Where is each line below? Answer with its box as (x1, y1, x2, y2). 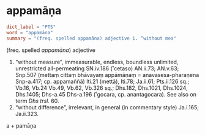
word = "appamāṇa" (6, 29, 53, 35)
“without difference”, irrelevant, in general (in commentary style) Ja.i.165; (15, 103, 199, 111)
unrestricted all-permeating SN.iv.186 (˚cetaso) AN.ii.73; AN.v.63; (15, 65, 179, 72)
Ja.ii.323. (15, 110, 39, 117)
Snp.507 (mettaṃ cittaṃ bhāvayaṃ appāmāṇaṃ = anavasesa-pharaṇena (15, 71, 199, 78)
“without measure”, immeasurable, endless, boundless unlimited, (15, 58, 179, 65)
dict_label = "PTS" (6, 24, 56, 30)
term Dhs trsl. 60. (15, 97, 59, 104)
